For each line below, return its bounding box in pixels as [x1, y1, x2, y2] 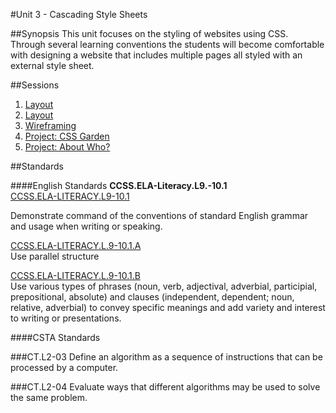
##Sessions [10, 79, 60, 91]
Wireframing [24, 120, 77, 131]
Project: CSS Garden [24, 130, 110, 142]
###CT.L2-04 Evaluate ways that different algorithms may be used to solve [10, 381, 321, 393]
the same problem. [10, 392, 88, 403]
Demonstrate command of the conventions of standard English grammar [10, 210, 309, 221]
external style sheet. [10, 60, 95, 71]
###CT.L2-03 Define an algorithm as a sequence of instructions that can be [10, 351, 323, 363]
